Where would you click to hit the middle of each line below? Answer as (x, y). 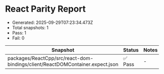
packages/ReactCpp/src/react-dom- (51, 58)
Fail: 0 (18, 38)
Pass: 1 (19, 33)
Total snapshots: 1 (30, 27)
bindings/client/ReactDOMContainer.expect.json (63, 64)
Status (131, 50)
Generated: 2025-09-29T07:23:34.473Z (52, 22)
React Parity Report (45, 9)
